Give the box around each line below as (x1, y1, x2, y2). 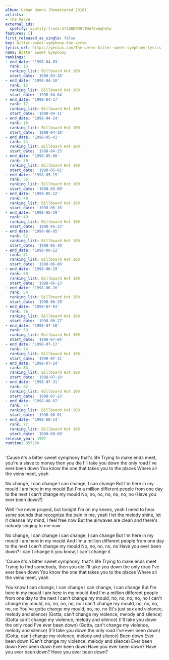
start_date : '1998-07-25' (10, 394, 65, 399)
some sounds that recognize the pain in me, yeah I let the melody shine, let (5, 512, 161, 518)
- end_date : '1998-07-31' (5, 379, 60, 384)
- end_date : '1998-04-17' (5, 97, 60, 102)
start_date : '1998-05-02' (10, 168, 65, 173)
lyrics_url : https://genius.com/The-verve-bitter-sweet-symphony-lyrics (5, 45, 161, 50)
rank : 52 (10, 234, 28, 239)
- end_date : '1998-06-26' (5, 285, 60, 290)
